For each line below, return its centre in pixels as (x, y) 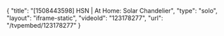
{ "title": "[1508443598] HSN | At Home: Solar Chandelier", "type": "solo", (112, 11)
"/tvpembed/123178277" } (44, 25)
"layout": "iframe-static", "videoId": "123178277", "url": (85, 18)
